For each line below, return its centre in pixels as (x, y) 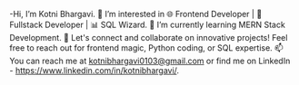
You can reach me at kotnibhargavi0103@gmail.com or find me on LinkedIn (150, 61)
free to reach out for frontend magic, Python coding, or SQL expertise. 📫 (146, 48)
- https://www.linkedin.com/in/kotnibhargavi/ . (95, 71)
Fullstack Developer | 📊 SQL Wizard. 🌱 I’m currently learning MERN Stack (148, 24)
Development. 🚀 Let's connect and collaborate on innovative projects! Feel (149, 38)
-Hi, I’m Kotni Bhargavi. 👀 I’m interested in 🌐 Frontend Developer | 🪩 (136, 14)
